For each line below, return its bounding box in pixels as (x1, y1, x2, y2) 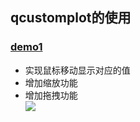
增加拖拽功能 (24, 89, 78, 101)
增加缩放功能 (24, 76, 78, 88)
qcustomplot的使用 (10, 9, 132, 27)
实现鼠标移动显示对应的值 (24, 64, 131, 76)
